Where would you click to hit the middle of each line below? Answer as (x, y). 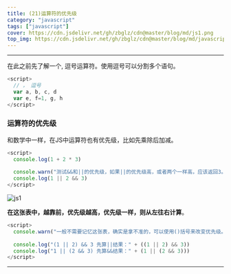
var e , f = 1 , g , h (38, 98)
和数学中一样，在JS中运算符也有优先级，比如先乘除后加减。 (92, 140)
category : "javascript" (41, 20)
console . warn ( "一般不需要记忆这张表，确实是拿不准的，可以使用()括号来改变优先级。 (120, 231)
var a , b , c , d (35, 92)
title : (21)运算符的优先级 (42, 13)
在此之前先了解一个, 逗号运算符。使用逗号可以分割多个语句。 (93, 66)
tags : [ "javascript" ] (38, 26)
